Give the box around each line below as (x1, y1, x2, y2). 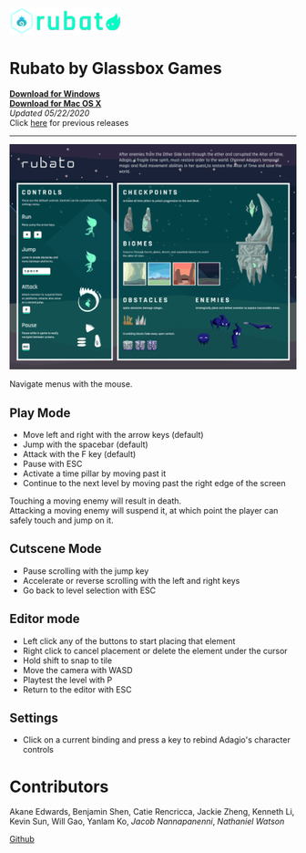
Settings (9, 710, 59, 725)
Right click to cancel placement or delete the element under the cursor (22, 645, 289, 656)
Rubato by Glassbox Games (9, 58, 222, 79)
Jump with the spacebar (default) (22, 439, 148, 450)
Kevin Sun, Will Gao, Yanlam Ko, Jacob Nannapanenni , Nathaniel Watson (9, 816, 285, 827)
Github (9, 834, 35, 845)
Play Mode (9, 405, 71, 421)
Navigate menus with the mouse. (9, 379, 133, 390)
